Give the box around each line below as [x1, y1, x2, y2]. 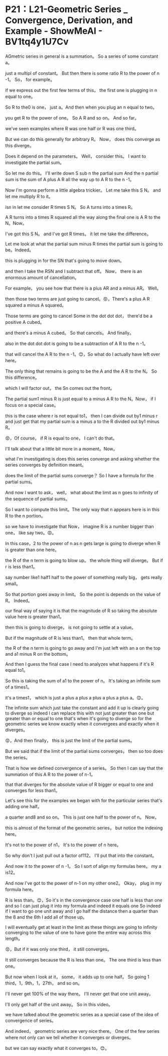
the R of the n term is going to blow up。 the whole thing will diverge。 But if [5, 557, 163, 563]
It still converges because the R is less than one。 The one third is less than [5, 956, 161, 962]
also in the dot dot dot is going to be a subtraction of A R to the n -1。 [5, 340, 148, 346]
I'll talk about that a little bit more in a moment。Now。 [5, 446, 118, 452]
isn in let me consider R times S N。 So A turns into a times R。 [5, 204, 135, 210]
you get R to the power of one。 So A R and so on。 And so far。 [5, 115, 139, 121]
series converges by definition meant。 [5, 462, 87, 468]
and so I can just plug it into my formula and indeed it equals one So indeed [5, 903, 161, 909]
